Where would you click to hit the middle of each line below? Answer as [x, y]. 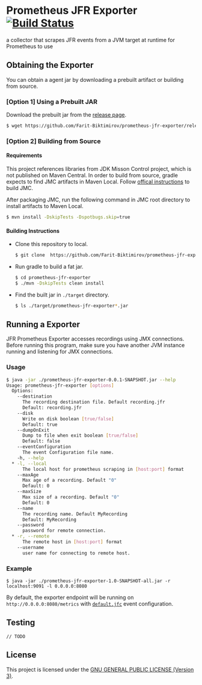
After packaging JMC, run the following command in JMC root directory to [98, 200]
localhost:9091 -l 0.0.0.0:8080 [47, 586]
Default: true [40, 425]
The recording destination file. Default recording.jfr [93, 402]
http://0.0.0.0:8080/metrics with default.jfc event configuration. [90, 604]
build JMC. [20, 188]
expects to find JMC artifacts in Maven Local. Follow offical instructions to [98, 182]
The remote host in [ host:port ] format [72, 542]
